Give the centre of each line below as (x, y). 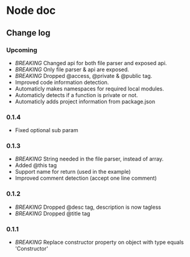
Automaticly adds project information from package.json (85, 101)
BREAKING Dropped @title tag (52, 213)
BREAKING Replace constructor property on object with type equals (99, 243)
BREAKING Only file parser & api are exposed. (72, 69)
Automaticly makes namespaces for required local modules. (90, 89)
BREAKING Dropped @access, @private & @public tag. (84, 75)
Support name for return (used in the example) (73, 172)
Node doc (31, 11)
